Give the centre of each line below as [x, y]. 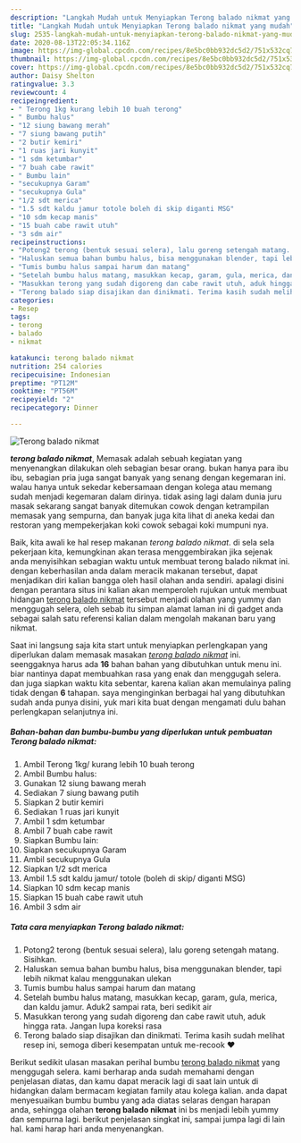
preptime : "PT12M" [44, 383]
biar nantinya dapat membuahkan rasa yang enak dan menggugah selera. [146, 673]
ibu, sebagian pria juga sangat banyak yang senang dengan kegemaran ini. [148, 477]
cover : [22, 68]
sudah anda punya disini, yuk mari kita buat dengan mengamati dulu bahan [148, 702]
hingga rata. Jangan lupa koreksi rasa [92, 1026]
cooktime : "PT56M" [44, 391]
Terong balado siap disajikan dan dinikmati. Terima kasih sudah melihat [154, 1035]
